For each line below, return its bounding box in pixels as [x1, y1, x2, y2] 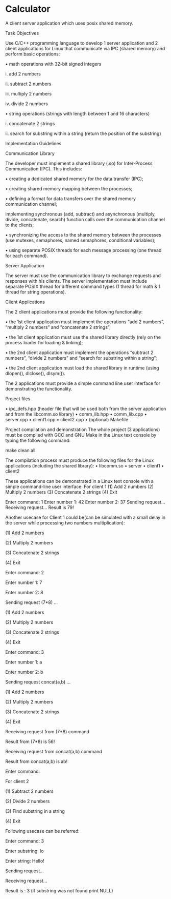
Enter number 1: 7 [5, 579, 42, 585]
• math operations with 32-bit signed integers [5, 61, 102, 67]
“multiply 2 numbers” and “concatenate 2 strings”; [5, 324, 111, 330]
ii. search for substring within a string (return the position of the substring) [5, 130, 161, 136]
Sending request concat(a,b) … [5, 678, 71, 685]
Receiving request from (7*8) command [5, 728, 89, 734]
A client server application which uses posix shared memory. [5, 20, 134, 26]
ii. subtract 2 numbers [5, 81, 52, 87]
